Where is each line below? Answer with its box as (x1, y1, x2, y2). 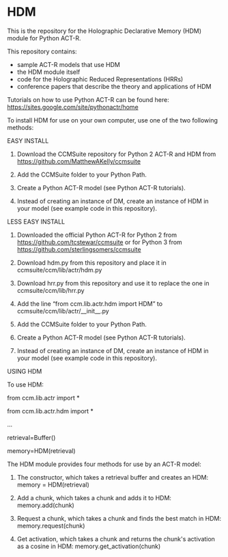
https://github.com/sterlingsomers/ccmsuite (16, 245, 141, 253)
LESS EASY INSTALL (7, 217, 66, 226)
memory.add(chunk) (16, 501, 75, 509)
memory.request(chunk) (16, 521, 85, 530)
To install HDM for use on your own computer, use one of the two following (7, 116, 218, 124)
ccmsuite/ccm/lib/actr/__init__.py (16, 307, 109, 315)
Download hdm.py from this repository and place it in (16, 258, 167, 267)
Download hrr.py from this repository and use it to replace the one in (16, 278, 210, 287)
